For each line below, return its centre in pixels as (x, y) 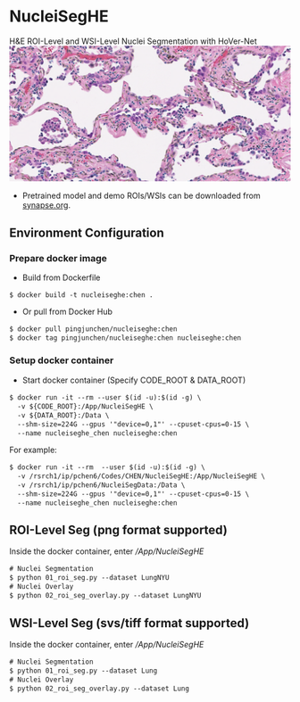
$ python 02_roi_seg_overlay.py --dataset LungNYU (105, 596)
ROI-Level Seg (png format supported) (118, 529)
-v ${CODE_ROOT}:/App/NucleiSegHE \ (85, 406)
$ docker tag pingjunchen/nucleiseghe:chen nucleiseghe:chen (125, 338)
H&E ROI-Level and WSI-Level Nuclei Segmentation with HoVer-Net (133, 41)
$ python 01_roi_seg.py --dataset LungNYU (89, 578)
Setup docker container (62, 360)
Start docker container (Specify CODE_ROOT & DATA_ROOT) (134, 380)
